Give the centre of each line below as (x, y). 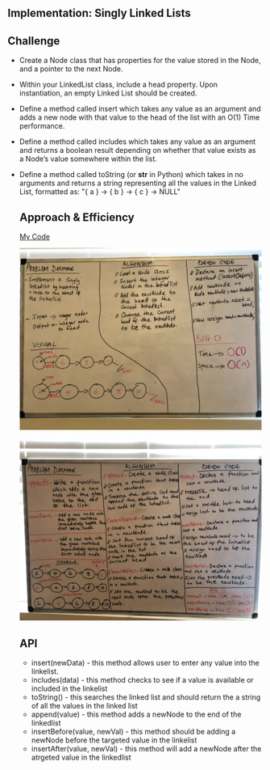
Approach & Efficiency (77, 217)
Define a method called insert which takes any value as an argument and (140, 109)
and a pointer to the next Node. (71, 69)
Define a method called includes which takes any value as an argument (137, 142)
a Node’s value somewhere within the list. (88, 159)
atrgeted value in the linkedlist (81, 757)
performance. (42, 126)
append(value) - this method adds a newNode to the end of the (136, 714)
